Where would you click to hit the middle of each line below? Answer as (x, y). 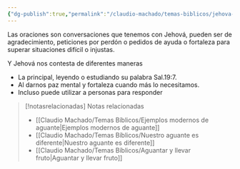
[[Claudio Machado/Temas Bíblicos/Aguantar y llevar (113, 150)
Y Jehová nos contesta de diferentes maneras (75, 63)
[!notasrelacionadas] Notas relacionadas (84, 106)
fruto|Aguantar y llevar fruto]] (79, 158)
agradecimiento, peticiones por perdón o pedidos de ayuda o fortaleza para (119, 42)
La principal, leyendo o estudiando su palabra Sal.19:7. (97, 77)
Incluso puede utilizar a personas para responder (90, 92)
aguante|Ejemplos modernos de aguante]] (97, 127)
